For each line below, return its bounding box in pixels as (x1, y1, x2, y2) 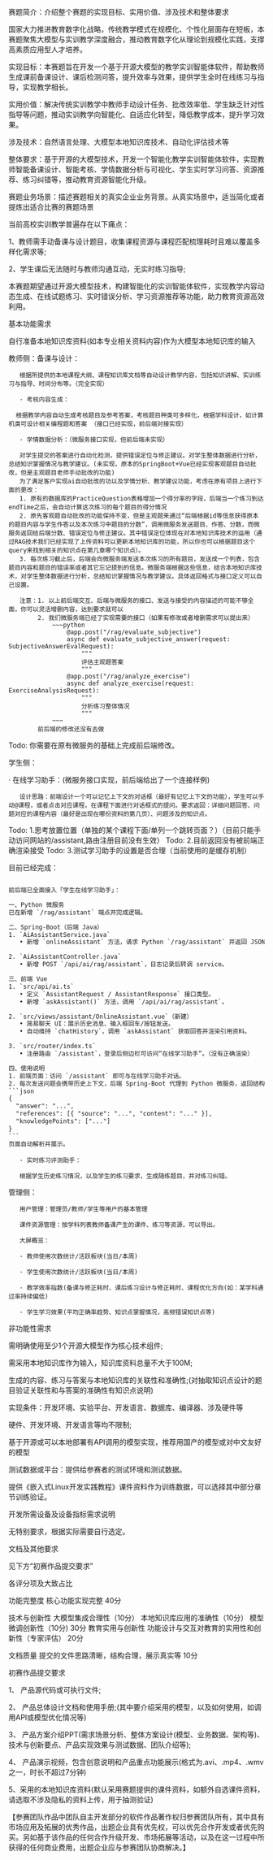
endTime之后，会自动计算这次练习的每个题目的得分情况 (8, 503, 167, 511)
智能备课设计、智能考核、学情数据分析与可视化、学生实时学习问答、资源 (15, 165, 258, 174)
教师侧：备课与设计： (8, 353, 80, 363)
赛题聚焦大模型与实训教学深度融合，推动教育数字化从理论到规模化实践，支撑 (8, 35, 265, 44)
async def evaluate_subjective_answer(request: (66, 635, 231, 644)
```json (8, 1087, 35, 1095)
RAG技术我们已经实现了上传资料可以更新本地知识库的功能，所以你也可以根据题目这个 (14, 538, 256, 546)
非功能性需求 (8, 1323, 51, 1333)
